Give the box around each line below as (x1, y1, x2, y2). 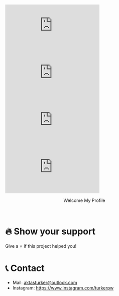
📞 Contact (5, 263, 45, 274)
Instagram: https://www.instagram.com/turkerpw (12, 284, 114, 291)
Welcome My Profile (63, 197, 105, 203)
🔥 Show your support (5, 226, 95, 237)
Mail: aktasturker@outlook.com (12, 279, 77, 285)
